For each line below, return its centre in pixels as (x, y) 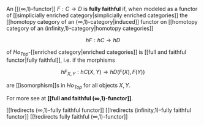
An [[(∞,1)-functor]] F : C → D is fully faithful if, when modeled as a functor (102, 9)
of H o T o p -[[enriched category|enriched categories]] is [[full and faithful (96, 53)
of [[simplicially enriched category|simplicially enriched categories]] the (97, 15)
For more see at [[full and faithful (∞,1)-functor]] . (70, 98)
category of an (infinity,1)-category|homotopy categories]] (80, 28)
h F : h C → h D (103, 40)
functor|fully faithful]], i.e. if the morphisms (61, 60)
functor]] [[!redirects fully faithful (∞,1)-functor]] (67, 117)
